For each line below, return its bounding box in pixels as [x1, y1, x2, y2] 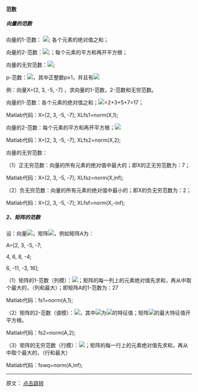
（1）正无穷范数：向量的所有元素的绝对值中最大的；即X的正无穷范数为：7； [6, 161, 190, 168]
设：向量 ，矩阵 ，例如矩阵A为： [6, 230, 94, 237]
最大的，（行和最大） [21, 349, 71, 356]
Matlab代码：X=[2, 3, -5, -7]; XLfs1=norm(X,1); [6, 111, 119, 118]
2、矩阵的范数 [6, 214, 41, 221]
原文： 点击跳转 [6, 380, 44, 387]
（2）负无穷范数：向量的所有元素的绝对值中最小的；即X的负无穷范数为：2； [6, 187, 192, 194]
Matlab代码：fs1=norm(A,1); [6, 296, 74, 303]
